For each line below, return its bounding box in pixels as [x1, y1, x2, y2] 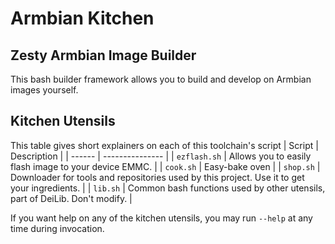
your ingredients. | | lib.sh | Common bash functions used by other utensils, [10, 182, 326, 194]
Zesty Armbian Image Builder [10, 47, 197, 64]
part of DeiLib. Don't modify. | [10, 192, 133, 204]
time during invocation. [10, 222, 105, 234]
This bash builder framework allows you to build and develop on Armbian [10, 73, 312, 85]
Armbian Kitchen [10, 7, 155, 30]
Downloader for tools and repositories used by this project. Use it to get [10, 171, 305, 183]
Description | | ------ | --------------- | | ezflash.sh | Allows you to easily [10, 150, 312, 162]
